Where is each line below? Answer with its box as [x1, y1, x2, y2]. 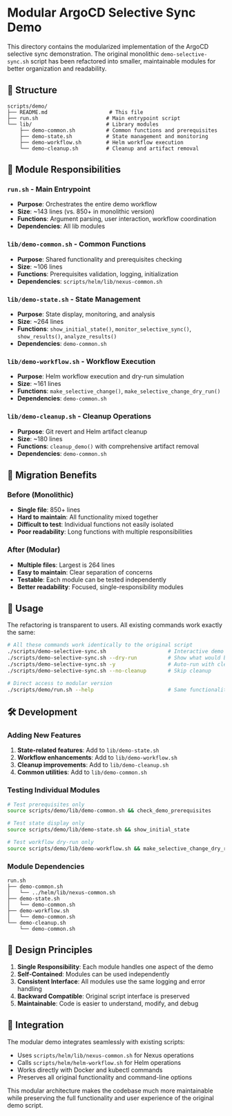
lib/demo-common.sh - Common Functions [7, 240, 146, 249]
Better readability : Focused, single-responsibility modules [17, 582, 184, 591]
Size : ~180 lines [17, 434, 63, 443]
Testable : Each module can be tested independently [17, 575, 167, 584]
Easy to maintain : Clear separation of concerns [17, 568, 153, 576]
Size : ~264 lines [17, 318, 64, 326]
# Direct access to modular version [7, 680, 113, 686]
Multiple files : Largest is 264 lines [17, 561, 115, 569]
